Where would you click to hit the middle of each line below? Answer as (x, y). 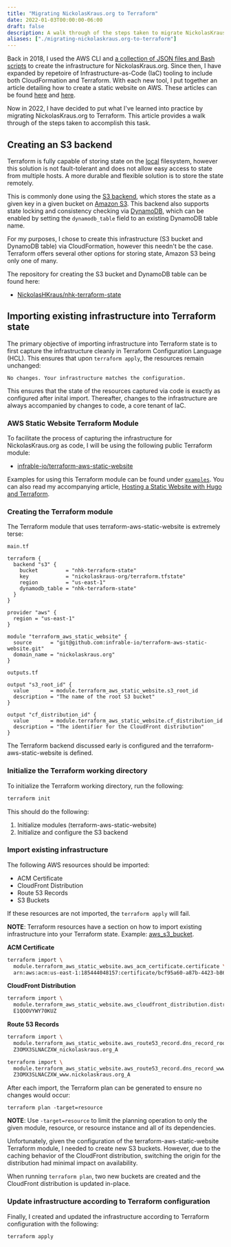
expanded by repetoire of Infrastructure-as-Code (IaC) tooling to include (110, 74)
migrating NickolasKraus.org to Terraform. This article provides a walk (107, 116)
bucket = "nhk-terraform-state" (78, 571)
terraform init (29, 798)
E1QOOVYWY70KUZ (35, 1011)
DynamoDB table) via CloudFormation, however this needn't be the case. (110, 246)
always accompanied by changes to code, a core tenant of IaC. (97, 405)
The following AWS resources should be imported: (78, 865)
